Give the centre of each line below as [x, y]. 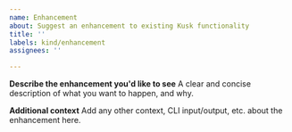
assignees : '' [36, 51]
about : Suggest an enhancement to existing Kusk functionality [129, 26]
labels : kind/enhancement [57, 42]
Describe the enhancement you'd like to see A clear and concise [130, 84]
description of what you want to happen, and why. [101, 94]
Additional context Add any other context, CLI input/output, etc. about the [146, 111]
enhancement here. [45, 120]
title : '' [28, 34]
